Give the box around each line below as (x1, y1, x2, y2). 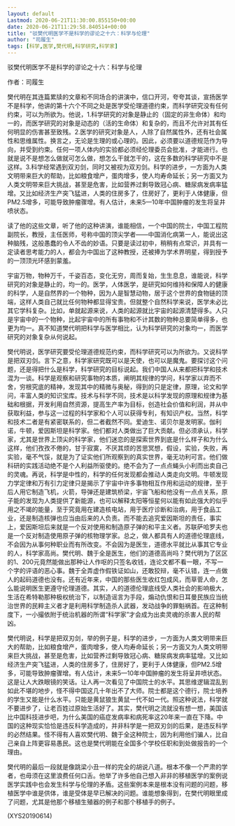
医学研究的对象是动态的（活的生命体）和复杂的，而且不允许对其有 (31, 119, 222, 127)
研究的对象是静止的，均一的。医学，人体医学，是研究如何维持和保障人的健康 (7, 280, 228, 288)
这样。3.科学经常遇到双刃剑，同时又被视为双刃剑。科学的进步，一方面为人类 (7, 163, 227, 171)
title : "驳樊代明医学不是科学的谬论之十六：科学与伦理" (7, 29, 150, 37)
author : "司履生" (7, 36, 55, 43)
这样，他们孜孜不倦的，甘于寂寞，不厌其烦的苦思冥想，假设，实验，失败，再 (7, 444, 228, 452)
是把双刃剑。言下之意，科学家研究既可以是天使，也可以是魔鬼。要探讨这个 (7, 357, 222, 364)
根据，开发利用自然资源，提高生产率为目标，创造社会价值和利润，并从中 (19, 400, 228, 408)
